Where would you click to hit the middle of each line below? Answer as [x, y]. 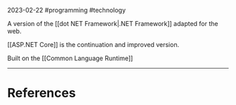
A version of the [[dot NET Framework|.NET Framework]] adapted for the [113, 23]
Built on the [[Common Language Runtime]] [70, 58]
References [41, 93]
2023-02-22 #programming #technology [67, 10]
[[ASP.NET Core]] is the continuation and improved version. [93, 44]
